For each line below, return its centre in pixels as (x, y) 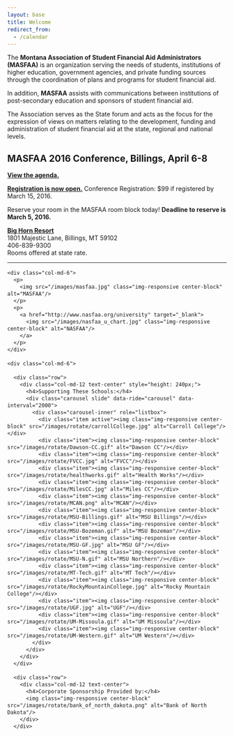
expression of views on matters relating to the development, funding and (111, 121)
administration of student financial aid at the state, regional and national (110, 129)
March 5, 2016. (29, 217)
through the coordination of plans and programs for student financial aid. (112, 80)
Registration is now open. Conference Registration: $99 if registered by (111, 189)
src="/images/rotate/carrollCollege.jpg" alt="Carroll (110, 427)
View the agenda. (33, 175)
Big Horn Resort (31, 231)
